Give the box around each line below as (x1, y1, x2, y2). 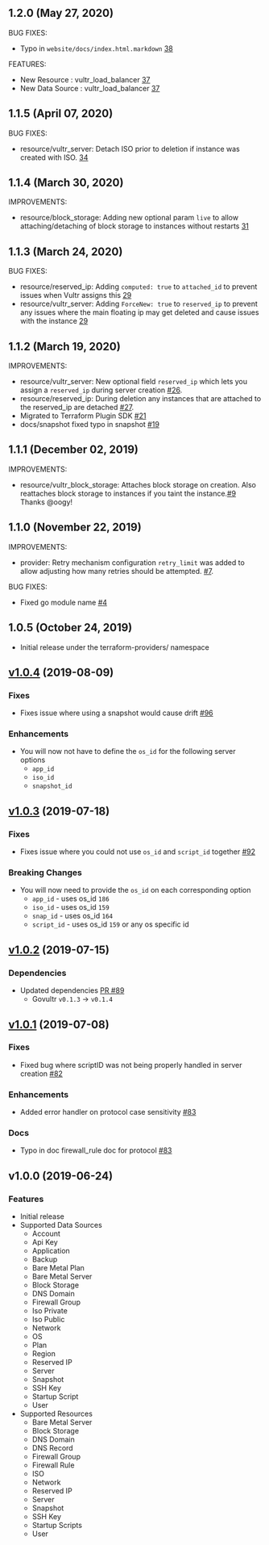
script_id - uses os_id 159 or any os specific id (31, 919, 189, 929)
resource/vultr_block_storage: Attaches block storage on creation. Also (19, 479, 256, 489)
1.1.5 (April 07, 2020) (8, 107, 114, 120)
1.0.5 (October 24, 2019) (8, 621, 133, 634)
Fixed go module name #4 (19, 597, 107, 607)
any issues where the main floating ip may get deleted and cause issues (19, 308, 259, 317)
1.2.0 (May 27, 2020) (8, 6, 114, 20)
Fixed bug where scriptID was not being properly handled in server (19, 1060, 242, 1070)
